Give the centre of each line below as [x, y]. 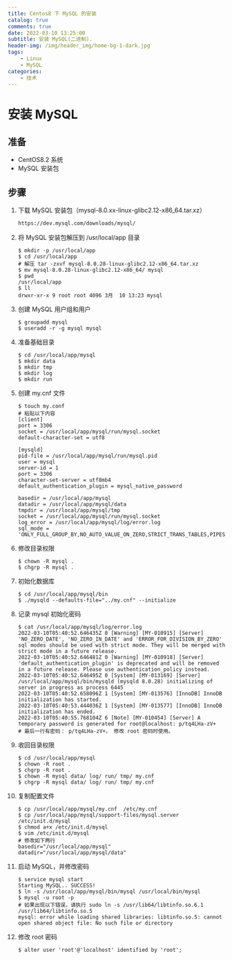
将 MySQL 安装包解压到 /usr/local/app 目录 [79, 238]
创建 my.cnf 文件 [41, 393]
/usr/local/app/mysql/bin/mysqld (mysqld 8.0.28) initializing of [115, 682]
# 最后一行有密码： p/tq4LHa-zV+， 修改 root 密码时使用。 [96, 731]
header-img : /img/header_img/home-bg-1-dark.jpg [79, 46]
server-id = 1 [38, 468]
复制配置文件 [36, 796]
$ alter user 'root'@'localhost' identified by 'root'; [100, 950]
